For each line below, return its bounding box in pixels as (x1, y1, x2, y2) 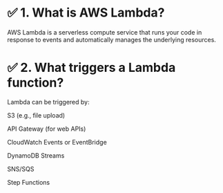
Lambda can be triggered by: (7, 98, 90, 106)
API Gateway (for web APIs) (7, 125, 86, 133)
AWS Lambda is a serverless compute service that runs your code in (7, 28, 202, 36)
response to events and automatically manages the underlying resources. (7, 35, 216, 44)
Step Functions (7, 178, 50, 186)
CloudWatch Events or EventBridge (7, 138, 107, 146)
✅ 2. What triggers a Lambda (7, 60, 176, 75)
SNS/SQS (7, 165, 35, 173)
